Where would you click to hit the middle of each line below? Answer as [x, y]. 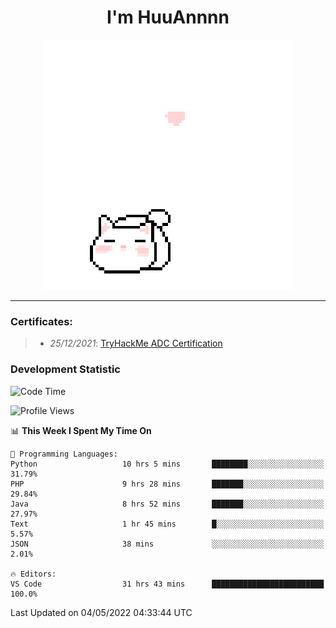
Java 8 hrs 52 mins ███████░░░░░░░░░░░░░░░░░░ [167, 504]
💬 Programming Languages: [64, 454]
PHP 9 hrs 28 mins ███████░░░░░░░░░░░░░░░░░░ [167, 484]
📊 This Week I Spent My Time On [81, 430]
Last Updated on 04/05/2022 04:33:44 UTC [101, 612]
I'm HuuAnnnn [168, 17]
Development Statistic [65, 369]
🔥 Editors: [33, 574]
